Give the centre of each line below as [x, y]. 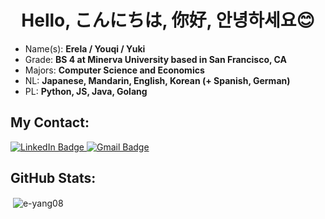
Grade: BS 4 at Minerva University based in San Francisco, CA [155, 59]
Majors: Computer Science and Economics [114, 70]
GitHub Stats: [53, 178]
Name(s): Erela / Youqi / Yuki [85, 48]
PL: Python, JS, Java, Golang [86, 91]
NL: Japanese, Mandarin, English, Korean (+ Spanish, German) [157, 80]
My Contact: [50, 122]
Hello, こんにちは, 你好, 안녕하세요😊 [168, 20]
